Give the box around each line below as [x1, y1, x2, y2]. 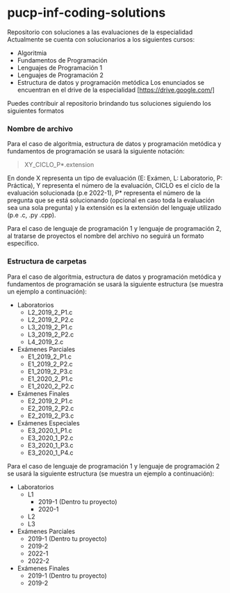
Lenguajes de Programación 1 [17, 63, 103, 72]
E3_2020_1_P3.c [27, 441, 74, 449]
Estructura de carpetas [7, 257, 87, 266]
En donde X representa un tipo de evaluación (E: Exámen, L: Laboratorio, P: [7, 174, 223, 182]
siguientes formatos [7, 106, 65, 115]
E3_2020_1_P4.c [27, 448, 74, 457]
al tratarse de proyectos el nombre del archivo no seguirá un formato [7, 231, 204, 241]
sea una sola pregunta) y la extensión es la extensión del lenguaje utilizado [7, 204, 222, 212]
